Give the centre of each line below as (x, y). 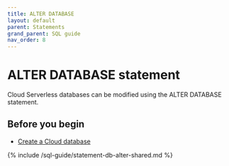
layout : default (31, 20)
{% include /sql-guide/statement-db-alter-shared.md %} (90, 155)
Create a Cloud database (54, 141)
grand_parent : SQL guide (44, 34)
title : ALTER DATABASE (41, 14)
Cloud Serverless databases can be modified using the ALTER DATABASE (114, 95)
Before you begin (46, 124)
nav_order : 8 (27, 40)
